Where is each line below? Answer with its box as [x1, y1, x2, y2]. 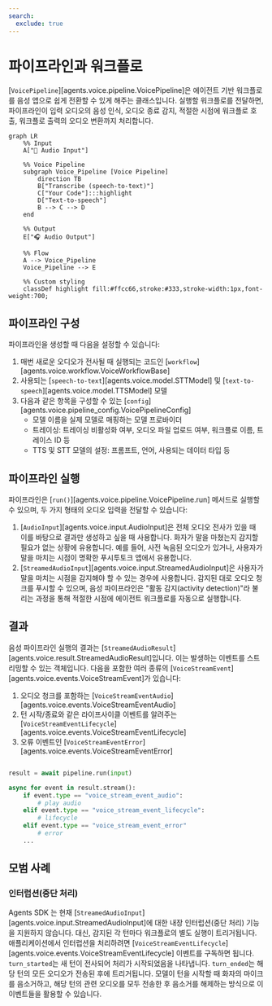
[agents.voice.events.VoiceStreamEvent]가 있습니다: [8, 673, 181, 683]
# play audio [37, 799, 82, 807]
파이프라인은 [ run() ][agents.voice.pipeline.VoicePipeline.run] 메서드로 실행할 [8, 494, 260, 505]
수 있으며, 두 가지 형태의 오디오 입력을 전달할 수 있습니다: [8, 505, 188, 515]
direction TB [37, 175, 82, 183]
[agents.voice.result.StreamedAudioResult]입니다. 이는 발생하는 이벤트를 [8, 652, 245, 662]
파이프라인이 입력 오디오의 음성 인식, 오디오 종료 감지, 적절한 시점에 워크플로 [8, 106, 249, 116]
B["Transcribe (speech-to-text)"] [37, 182, 154, 191]
